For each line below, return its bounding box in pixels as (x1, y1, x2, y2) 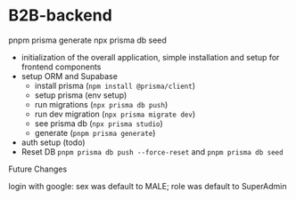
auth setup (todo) (21, 137, 86, 148)
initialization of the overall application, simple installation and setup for (21, 52, 280, 62)
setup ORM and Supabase (21, 70, 118, 81)
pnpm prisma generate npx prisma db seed (8, 35, 167, 45)
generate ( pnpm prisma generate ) (34, 127, 156, 138)
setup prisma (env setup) (34, 90, 127, 100)
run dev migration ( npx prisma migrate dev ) (34, 108, 196, 119)
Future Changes (8, 164, 68, 174)
